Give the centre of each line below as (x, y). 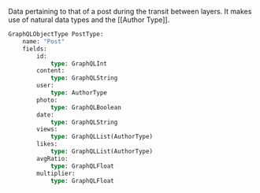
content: (51, 71)
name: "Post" (44, 41)
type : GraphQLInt (79, 63)
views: (47, 129)
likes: (47, 144)
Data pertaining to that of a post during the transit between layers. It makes (130, 11)
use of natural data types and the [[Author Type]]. (89, 20)
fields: (35, 49)
